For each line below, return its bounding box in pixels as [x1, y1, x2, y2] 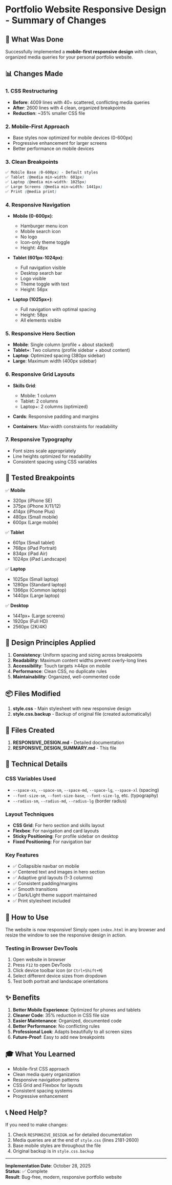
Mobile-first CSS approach [12, 1066, 70, 1072]
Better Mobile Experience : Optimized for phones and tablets [12, 1007, 141, 1013]
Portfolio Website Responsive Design [5, 4, 166, 15]
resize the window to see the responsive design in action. [5, 932, 126, 938]
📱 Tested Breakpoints [5, 473, 75, 482]
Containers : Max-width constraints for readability [12, 423, 118, 429]
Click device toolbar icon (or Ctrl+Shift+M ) [12, 967, 103, 973]
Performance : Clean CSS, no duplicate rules [12, 668, 107, 675]
